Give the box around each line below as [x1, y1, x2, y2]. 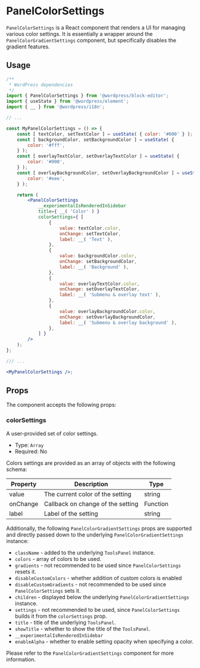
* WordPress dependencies [8, 82, 73, 88]
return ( [17, 192, 39, 198]
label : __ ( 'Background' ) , [59, 264, 129, 270]
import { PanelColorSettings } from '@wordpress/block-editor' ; [6, 93, 169, 99]
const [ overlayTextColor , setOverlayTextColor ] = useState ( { [17, 154, 180, 160]
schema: [6, 465, 27, 473]
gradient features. [6, 43, 51, 50]
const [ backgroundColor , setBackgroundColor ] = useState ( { [17, 136, 174, 143]
